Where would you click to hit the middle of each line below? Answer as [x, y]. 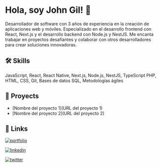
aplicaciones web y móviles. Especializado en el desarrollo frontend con [78, 29]
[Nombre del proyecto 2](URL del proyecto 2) [58, 113]
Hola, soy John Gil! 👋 [48, 10]
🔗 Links [16, 129]
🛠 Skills [18, 61]
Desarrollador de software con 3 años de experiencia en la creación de [77, 24]
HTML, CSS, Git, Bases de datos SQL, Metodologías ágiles [64, 81]
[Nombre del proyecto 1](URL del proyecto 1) [57, 108]
